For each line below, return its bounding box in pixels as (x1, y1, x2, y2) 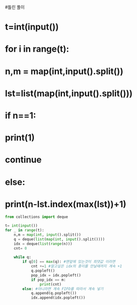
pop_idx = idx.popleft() (30, 273, 81, 277)
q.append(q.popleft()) (30, 291, 77, 296)
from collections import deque (5, 214, 68, 219)
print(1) (5, 132, 35, 143)
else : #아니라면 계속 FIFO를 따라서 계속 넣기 (22, 286, 104, 291)
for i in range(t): (5, 44, 69, 55)
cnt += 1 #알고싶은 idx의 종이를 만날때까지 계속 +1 (30, 264, 122, 269)
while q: (14, 255, 31, 260)
